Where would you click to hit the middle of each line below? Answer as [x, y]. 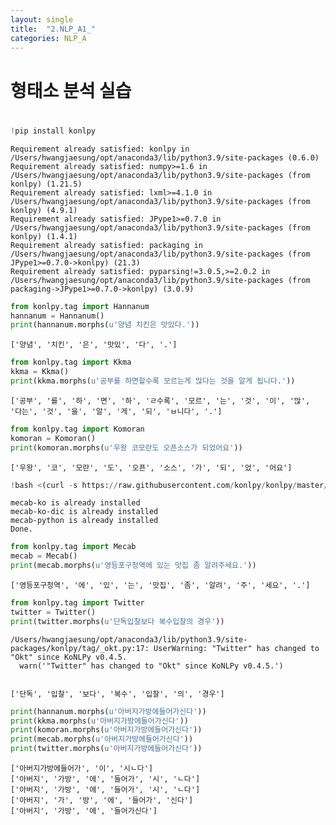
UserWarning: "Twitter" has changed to [236, 648]
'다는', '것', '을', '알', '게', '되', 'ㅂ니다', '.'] [116, 411]
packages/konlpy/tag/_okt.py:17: [80, 648]
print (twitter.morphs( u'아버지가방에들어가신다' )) [106, 749]
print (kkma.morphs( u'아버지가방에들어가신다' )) [100, 721]
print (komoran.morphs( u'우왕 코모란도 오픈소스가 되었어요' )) [126, 447]
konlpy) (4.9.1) [44, 210]
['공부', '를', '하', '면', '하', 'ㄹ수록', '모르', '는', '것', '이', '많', [160, 401]
